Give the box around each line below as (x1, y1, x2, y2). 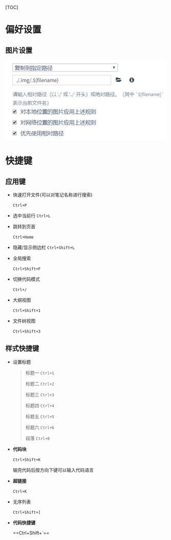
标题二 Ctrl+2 (25, 380, 55, 387)
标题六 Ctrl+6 (25, 424, 55, 430)
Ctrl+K (12, 489, 27, 494)
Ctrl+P (12, 203, 27, 208)
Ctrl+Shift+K (12, 457, 41, 462)
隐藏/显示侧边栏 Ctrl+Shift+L (12, 244, 75, 250)
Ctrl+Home (12, 235, 34, 240)
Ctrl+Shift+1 (12, 308, 41, 314)
